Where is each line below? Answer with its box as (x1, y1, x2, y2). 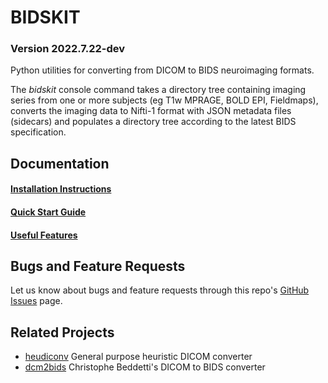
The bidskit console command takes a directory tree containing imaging (10, 84, 307, 96)
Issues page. (10, 295, 63, 307)
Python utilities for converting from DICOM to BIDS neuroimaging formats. (10, 64, 315, 76)
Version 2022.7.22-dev (10, 42, 126, 56)
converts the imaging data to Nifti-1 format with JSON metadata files (10, 105, 292, 117)
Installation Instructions (10, 183, 112, 195)
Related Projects (10, 324, 115, 341)
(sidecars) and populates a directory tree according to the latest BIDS (10, 116, 297, 128)
